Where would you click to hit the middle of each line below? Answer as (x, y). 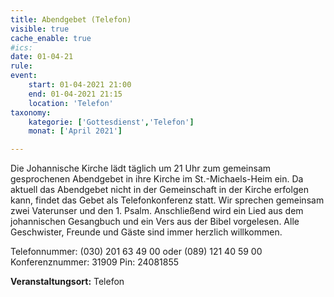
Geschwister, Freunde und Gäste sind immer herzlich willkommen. (146, 232)
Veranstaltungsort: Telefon (67, 282)
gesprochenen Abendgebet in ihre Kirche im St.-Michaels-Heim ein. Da (157, 179)
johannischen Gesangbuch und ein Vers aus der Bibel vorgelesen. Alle (155, 222)
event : (24, 76)
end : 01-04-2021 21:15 (75, 94)
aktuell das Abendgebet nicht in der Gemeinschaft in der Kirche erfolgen (159, 190)
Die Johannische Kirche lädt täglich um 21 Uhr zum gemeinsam (141, 168)
